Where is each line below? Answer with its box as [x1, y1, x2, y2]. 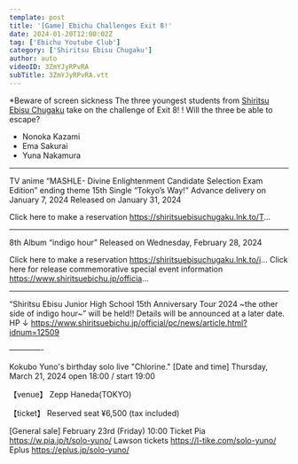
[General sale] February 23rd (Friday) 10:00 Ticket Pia [9, 425, 206, 436]
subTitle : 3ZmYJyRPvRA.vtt [9, 71, 109, 80]
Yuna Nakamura [21, 150, 82, 161]
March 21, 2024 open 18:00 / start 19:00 [9, 370, 155, 381]
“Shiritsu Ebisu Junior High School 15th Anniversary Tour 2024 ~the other [9, 298, 278, 309]
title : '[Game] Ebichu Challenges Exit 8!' [9, 21, 173, 30]
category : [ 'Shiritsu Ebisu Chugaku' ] [9, 46, 153, 55]
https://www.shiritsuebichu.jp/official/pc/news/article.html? [30, 317, 248, 328]
